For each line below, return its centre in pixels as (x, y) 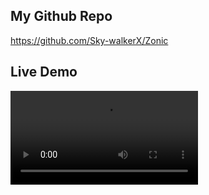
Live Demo (44, 72)
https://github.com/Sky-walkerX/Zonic (89, 40)
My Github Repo (61, 16)
